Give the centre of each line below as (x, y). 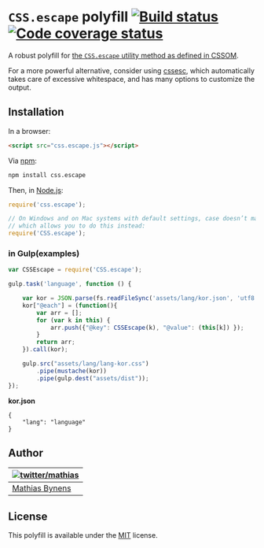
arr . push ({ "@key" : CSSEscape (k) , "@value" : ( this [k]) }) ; (147, 328)
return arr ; (56, 342)
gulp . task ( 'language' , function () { (70, 284)
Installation (36, 112)
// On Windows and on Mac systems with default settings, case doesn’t (128, 219)
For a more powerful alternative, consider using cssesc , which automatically (132, 70)
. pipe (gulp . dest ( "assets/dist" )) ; (93, 378)
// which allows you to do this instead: (77, 226)
